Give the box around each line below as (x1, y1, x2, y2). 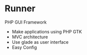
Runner (4, 3, 36, 14)
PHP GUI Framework (4, 19, 47, 25)
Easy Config (11, 44, 37, 50)
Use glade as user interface (11, 39, 69, 45)
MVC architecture (11, 34, 48, 40)
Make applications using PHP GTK (11, 28, 83, 34)
